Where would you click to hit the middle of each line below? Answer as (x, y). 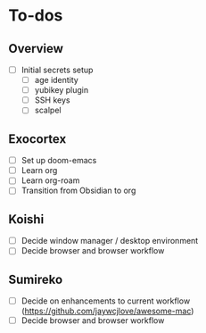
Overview (36, 49)
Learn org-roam (50, 180)
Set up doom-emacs (59, 161)
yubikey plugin (62, 90)
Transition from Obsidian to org (78, 191)
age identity (57, 80)
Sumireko (36, 279)
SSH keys (52, 100)
